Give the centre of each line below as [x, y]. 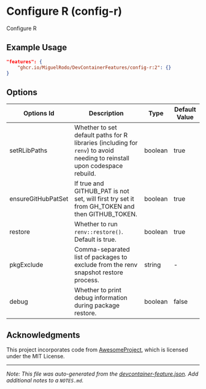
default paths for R [101, 135]
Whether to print [98, 290]
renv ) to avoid [94, 150]
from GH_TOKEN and [105, 207]
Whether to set [96, 128]
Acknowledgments [44, 335]
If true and [89, 183]
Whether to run [96, 224]
